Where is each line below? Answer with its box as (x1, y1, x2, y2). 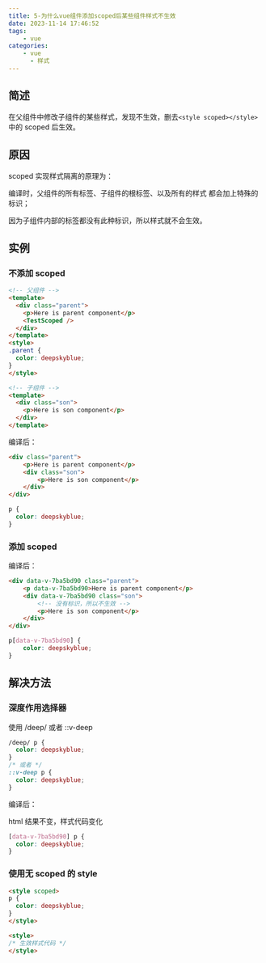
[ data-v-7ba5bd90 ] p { (8, 832, 85, 841)
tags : (8, 27, 27, 35)
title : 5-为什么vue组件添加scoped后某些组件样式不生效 (8, 11, 176, 20)
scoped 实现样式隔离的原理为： (8, 171, 114, 180)
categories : (8, 42, 49, 50)
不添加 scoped (8, 268, 66, 279)
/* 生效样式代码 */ (8, 939, 67, 947)
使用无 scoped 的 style (8, 868, 98, 880)
